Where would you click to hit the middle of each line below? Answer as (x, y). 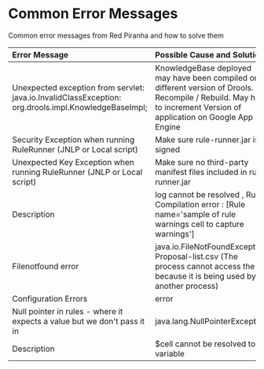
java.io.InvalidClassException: (67, 97)
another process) (187, 286)
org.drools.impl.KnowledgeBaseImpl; (80, 107)
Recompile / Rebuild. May (202, 97)
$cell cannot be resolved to (205, 344)
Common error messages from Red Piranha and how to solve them (116, 35)
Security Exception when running (73, 140)
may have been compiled (201, 78)
